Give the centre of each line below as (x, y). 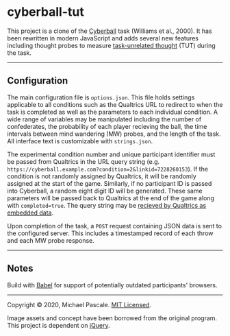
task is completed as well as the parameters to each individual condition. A (112, 112)
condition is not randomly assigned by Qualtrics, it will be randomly (102, 176)
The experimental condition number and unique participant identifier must (111, 154)
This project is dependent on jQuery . (59, 325)
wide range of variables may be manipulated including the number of (104, 119)
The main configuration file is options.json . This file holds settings (101, 97)
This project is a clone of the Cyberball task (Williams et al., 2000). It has (110, 31)
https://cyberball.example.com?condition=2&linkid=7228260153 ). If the (108, 169)
